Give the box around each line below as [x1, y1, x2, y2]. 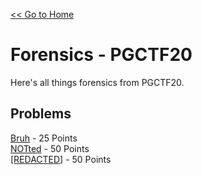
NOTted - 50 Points [10, 142, 90, 154]
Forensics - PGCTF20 [10, 44, 193, 66]
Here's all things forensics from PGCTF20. [10, 76, 185, 88]
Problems [10, 105, 72, 123]
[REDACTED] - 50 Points [10, 153, 112, 165]
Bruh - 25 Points [10, 132, 78, 144]
